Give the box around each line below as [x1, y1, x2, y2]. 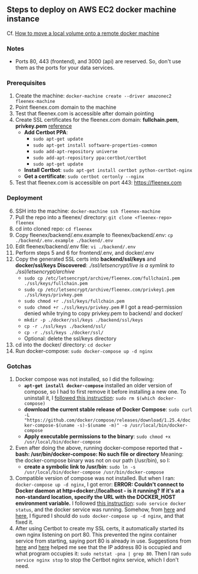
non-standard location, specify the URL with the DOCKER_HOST [15, 494, 176, 500]
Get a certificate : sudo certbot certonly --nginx [24, 173, 144, 180]
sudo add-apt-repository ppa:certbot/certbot [32, 155, 147, 161]
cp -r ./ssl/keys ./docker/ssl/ [24, 329, 104, 336]
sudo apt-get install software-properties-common [32, 142, 157, 148]
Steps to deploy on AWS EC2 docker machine [6, 5, 177, 15]
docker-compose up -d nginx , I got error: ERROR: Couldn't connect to [15, 481, 184, 488]
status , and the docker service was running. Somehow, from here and [15, 506, 186, 513]
